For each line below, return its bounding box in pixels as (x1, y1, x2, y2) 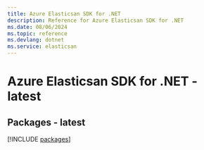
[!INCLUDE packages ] (7, 135, 71, 143)
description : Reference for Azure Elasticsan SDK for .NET (7, 17, 184, 24)
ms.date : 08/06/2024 (7, 23, 68, 30)
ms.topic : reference (7, 30, 68, 37)
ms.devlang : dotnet (7, 37, 65, 44)
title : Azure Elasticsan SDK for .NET (7, 10, 121, 18)
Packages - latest (7, 116, 86, 128)
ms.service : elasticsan (7, 43, 77, 50)
